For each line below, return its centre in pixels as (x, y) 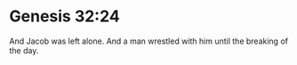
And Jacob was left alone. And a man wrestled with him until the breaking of (149, 41)
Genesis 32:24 (64, 16)
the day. (24, 50)
